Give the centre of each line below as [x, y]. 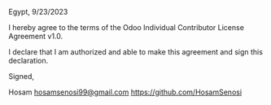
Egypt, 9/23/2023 [38, 12]
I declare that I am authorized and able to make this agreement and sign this [135, 52]
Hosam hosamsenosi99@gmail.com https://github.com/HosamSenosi [125, 92]
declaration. [28, 61]
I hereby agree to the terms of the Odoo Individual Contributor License [126, 27]
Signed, [21, 76]
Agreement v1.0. [36, 36]
